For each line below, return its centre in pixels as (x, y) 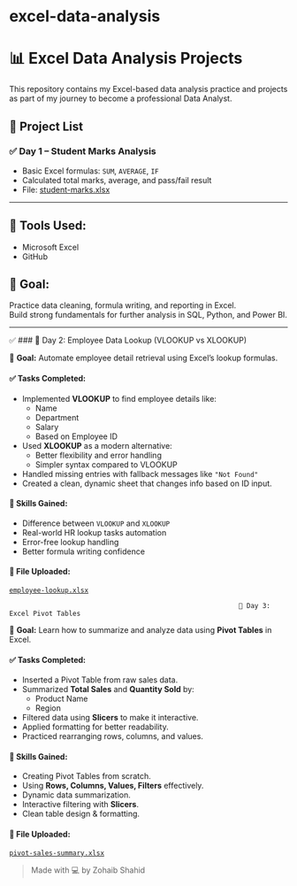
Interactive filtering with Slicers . (80, 805)
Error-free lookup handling (70, 542)
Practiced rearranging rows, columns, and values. (112, 736)
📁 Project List (46, 126)
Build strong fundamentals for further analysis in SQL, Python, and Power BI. (148, 315)
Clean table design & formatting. (80, 814)
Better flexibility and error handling (98, 455)
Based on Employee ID (76, 436)
